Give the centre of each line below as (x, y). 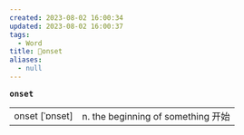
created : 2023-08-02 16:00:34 (67, 18)
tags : (20, 34)
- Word (30, 43)
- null (30, 69)
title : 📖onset (36, 52)
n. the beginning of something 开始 (156, 116)
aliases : (26, 60)
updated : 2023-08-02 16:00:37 (67, 26)
